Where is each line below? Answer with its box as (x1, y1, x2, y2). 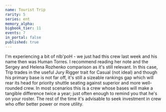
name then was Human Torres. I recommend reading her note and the (5, 58, 149, 65)
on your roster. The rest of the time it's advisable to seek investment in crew (5, 96, 162, 102)
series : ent (5, 16, 30, 21)
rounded (5, 85, 23, 91)
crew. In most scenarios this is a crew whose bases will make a (23, 85, 153, 91)
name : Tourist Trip (5, 7, 46, 12)
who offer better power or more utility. (5, 101, 84, 107)
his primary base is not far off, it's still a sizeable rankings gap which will (5, 74, 154, 80)
